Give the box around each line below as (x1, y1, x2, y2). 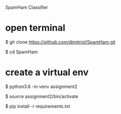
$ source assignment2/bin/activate (5, 93, 79, 99)
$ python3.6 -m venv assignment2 (5, 83, 78, 90)
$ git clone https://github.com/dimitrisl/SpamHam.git (5, 39, 116, 45)
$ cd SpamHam (5, 48, 38, 55)
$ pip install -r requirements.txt (5, 103, 70, 109)
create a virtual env (5, 67, 89, 78)
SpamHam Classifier (5, 5, 48, 10)
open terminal (5, 22, 66, 34)
